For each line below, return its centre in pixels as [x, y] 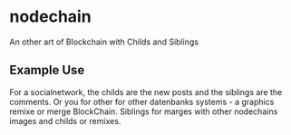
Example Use [47, 70]
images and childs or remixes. [65, 121]
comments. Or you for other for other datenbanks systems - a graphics [142, 101]
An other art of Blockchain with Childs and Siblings [104, 42]
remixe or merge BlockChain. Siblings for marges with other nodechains [144, 111]
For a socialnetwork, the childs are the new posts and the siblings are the [146, 92]
